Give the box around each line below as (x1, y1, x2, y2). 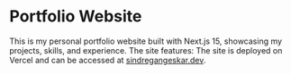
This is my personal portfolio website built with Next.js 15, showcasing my (9, 36, 282, 46)
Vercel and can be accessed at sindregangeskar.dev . (9, 54, 206, 65)
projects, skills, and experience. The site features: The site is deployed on (9, 45, 283, 55)
